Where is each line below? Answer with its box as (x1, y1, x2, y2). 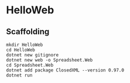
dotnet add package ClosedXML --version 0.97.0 (6, 67, 125, 73)
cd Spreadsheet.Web (6, 62, 54, 68)
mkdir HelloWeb (6, 42, 43, 48)
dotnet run (6, 73, 33, 78)
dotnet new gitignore (6, 52, 59, 58)
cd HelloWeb (6, 47, 35, 53)
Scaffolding (6, 27, 50, 37)
